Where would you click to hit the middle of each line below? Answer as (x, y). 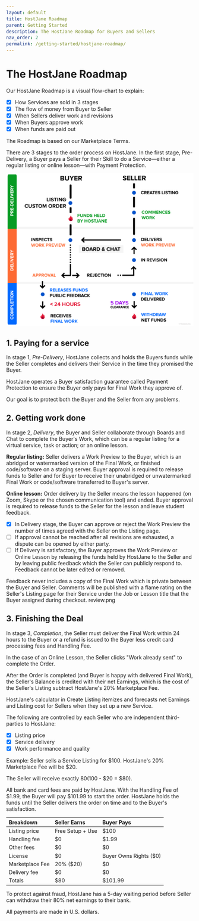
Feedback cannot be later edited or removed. (70, 570)
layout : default (26, 13)
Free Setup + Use (76, 830)
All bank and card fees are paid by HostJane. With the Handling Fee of (92, 790)
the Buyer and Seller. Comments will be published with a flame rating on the (99, 587)
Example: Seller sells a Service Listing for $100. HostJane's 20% (85, 761)
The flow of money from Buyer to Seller (63, 109)
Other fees (22, 847)
